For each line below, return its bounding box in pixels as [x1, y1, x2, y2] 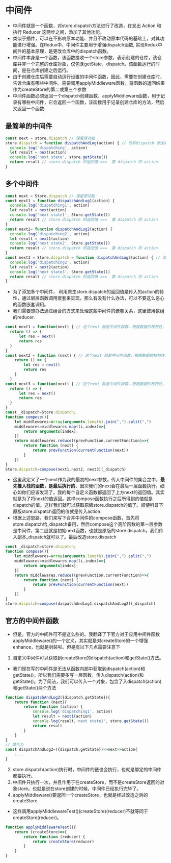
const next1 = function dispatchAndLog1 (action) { [5, 198, 115, 203]
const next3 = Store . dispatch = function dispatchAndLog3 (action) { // [5, 255, 160, 260]
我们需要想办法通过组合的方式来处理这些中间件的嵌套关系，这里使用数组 [12, 308, 164, 314]
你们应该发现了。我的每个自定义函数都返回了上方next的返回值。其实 [21, 489, 165, 496]
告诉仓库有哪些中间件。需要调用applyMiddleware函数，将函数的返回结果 [12, 80, 165, 86]
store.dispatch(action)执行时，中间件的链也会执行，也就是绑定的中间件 [12, 766, 162, 772]
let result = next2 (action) [10, 264, 70, 269]
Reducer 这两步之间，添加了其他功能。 [22, 29, 104, 35]
